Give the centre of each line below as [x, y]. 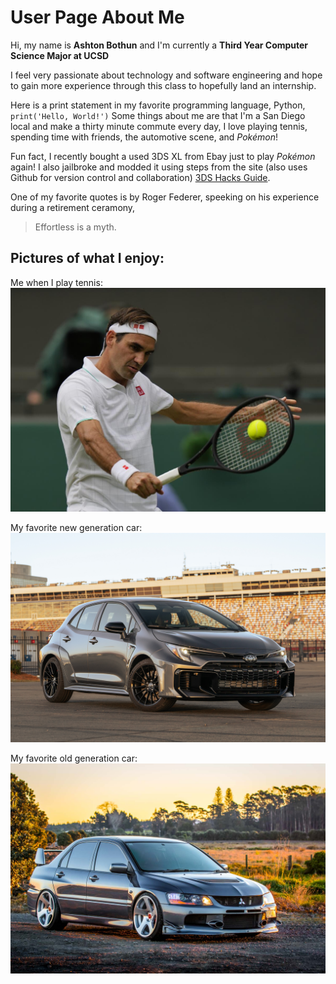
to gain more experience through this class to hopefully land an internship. [163, 85]
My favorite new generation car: [76, 527]
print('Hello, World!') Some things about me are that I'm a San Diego [158, 115]
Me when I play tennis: [56, 282]
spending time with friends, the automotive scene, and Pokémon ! [144, 137]
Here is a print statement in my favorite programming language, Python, [158, 105]
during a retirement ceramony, [73, 207]
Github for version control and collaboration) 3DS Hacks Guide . [140, 177]
